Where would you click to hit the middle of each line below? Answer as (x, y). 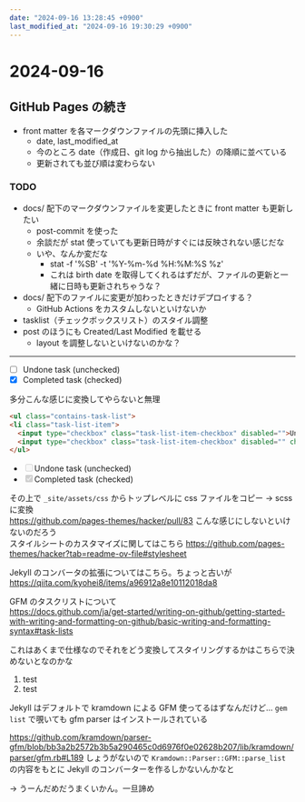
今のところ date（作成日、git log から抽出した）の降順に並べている (162, 152)
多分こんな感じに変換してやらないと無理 (85, 399)
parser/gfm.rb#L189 (47, 758)
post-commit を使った (77, 231)
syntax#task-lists (41, 631)
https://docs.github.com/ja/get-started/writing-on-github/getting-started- (148, 612)
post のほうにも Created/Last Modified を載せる (112, 331)
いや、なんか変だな (72, 253)
